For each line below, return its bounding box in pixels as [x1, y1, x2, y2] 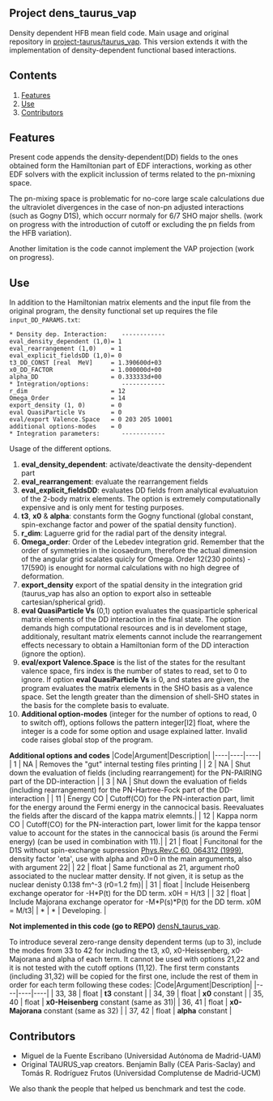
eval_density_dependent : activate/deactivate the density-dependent [20, 459, 252, 469]
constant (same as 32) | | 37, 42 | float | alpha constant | [43, 1006, 232, 1016]
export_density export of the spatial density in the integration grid [20, 580, 243, 590]
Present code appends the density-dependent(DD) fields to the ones [9, 152, 238, 162]
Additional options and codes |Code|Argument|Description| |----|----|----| [9, 751, 262, 761]
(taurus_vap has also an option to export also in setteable [20, 589, 211, 599]
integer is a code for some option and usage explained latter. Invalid [20, 727, 248, 736]
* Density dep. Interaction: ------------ [9, 331, 165, 339]
